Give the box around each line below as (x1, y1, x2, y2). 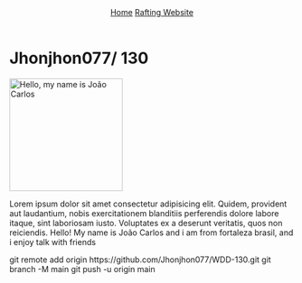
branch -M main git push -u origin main (9, 263, 156, 274)
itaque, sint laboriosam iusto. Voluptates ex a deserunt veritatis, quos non (9, 217, 283, 228)
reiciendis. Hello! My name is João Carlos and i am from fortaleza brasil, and (9, 227, 294, 238)
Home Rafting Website (109, 7, 194, 17)
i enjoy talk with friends (9, 236, 97, 247)
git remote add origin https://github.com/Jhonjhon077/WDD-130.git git (9, 254, 271, 265)
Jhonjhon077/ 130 (9, 48, 149, 68)
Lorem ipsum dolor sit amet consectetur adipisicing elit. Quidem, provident (9, 198, 288, 209)
